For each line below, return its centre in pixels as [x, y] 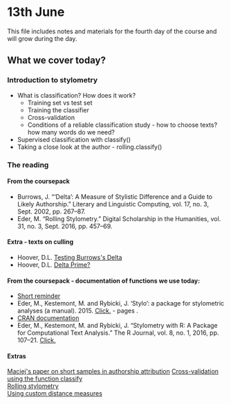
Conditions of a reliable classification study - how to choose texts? [122, 125]
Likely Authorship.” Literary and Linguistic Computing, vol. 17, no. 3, [113, 204]
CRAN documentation [48, 318]
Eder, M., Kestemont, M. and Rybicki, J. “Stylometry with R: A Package [117, 326]
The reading [28, 165]
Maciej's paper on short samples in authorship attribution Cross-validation [113, 371]
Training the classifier [58, 110]
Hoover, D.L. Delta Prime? [54, 265]
